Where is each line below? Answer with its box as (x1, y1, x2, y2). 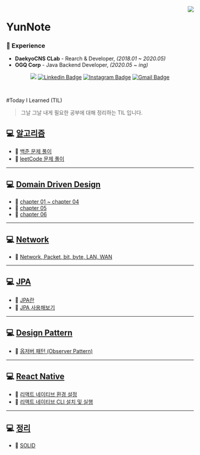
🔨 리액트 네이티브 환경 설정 (14, 391, 77, 398)
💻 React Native (6, 371, 65, 381)
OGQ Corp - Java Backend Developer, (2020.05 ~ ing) (14, 61, 149, 69)
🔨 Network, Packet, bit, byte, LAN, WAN (14, 253, 112, 260)
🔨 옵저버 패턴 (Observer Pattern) (14, 347, 93, 354)
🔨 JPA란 (14, 296, 35, 304)
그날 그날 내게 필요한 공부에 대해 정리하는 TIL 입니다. (20, 109, 143, 116)
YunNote (6, 20, 51, 34)
